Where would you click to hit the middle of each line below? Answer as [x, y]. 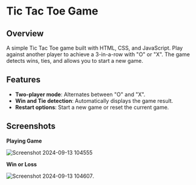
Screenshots [31, 126]
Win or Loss [22, 164]
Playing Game [24, 141]
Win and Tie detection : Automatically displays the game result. [94, 100]
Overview [25, 34]
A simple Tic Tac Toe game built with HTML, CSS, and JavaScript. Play [95, 48]
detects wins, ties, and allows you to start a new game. [75, 61]
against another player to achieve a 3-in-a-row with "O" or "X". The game [98, 54]
